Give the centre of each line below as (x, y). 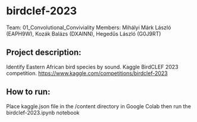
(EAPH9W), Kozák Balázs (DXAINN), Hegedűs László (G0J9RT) (84, 33)
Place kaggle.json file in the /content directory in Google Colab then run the (99, 106)
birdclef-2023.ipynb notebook (43, 112)
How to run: (28, 92)
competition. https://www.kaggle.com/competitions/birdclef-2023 (87, 73)
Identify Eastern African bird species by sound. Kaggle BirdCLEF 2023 (92, 67)
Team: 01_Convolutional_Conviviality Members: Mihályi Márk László (89, 27)
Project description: (44, 53)
